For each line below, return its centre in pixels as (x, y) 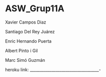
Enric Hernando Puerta (28, 41)
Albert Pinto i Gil (21, 51)
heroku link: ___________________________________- (53, 70)
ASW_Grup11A (35, 9)
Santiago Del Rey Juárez (30, 31)
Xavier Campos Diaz (26, 22)
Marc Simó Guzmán (25, 60)
